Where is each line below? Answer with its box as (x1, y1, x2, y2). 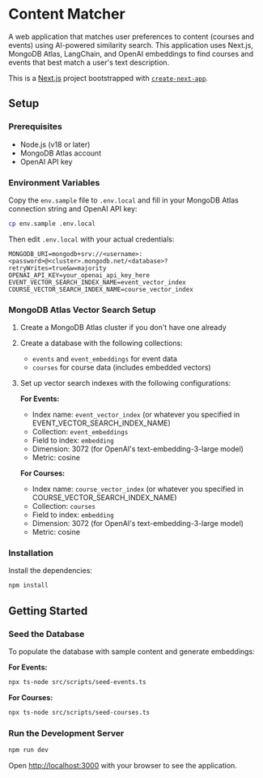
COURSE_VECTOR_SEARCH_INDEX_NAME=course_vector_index (8, 285, 194, 293)
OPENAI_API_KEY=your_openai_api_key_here (8, 271, 151, 280)
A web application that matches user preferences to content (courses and (8, 32, 255, 41)
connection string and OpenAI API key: (8, 203, 138, 213)
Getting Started (8, 604, 88, 618)
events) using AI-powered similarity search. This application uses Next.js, (8, 40, 253, 49)
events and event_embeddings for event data (32, 354, 178, 364)
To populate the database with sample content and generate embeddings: (8, 646, 255, 656)
